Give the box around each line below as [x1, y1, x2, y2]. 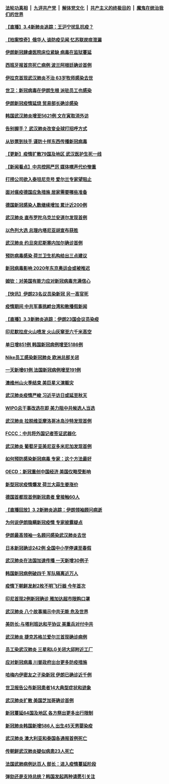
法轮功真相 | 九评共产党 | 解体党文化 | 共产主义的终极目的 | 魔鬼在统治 [5, 5, 159, 11]
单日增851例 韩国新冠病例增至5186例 [5, 341, 83, 348]
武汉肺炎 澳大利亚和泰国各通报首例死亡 [5, 735, 88, 741]
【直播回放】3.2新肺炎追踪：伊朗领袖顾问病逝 [5, 506, 102, 513]
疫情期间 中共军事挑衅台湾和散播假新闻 [5, 303, 88, 310]
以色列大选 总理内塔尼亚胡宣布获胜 [5, 227, 78, 233]
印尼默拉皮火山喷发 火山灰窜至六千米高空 [5, 329, 92, 335]
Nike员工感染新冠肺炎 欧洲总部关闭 [5, 354, 79, 360]
